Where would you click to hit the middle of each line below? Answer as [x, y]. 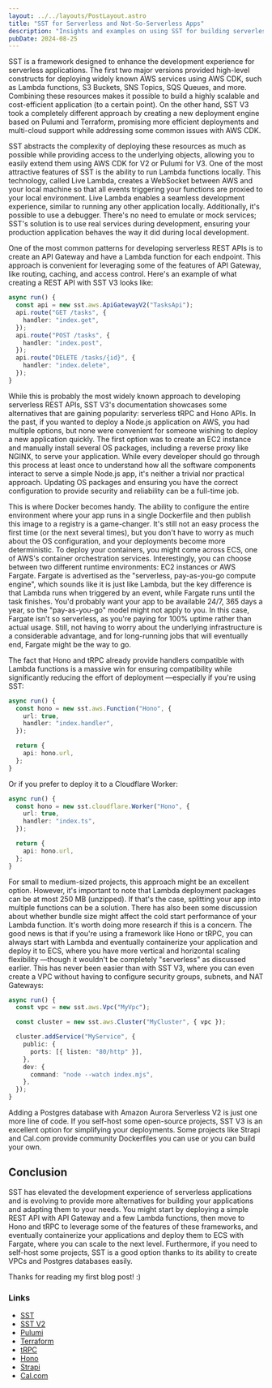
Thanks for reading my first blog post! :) [75, 1276]
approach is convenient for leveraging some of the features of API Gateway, [135, 265]
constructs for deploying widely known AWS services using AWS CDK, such [135, 79]
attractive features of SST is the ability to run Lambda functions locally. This [135, 172]
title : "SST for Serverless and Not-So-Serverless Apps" [106, 24]
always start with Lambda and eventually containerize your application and [133, 942]
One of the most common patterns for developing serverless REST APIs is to [136, 248]
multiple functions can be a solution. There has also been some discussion [133, 907]
